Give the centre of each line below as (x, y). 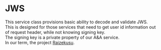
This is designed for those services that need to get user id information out (80, 27)
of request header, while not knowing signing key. (55, 32)
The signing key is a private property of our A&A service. (62, 37)
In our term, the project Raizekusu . (40, 42)
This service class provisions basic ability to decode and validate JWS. (77, 22)
